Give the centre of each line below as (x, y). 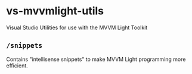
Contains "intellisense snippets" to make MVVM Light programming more (96, 59)
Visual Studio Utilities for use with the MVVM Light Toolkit (77, 27)
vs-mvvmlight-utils (55, 11)
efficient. (17, 65)
